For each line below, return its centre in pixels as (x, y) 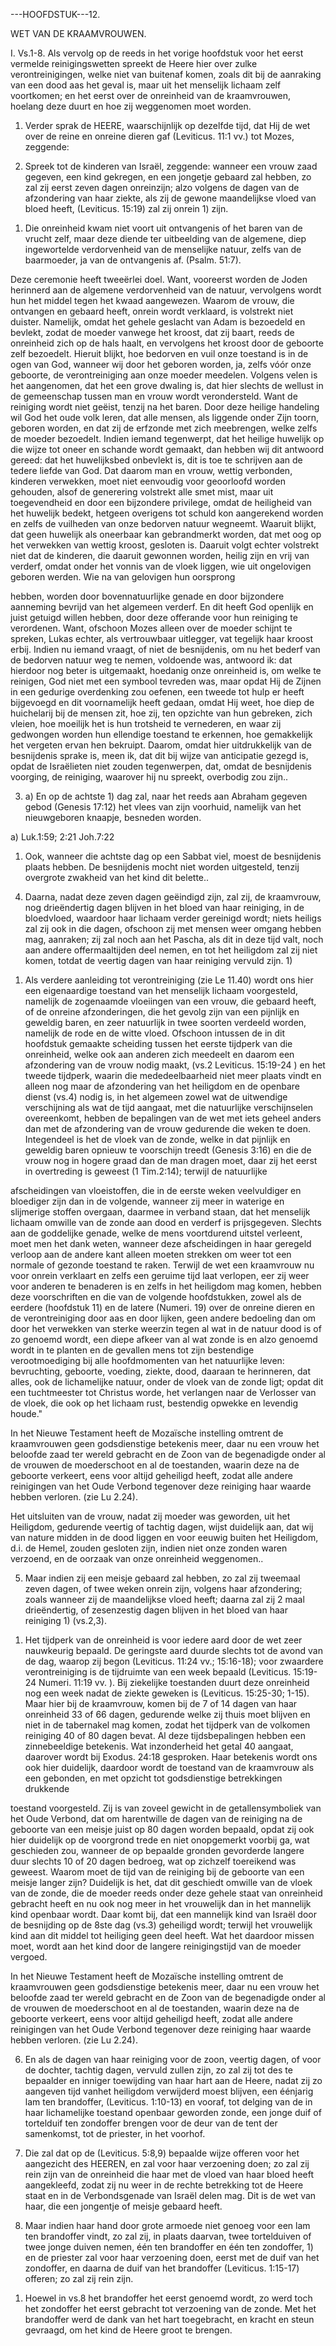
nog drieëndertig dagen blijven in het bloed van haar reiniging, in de (164, 907)
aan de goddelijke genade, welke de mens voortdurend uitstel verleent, (156, 1233)
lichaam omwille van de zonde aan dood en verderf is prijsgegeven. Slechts (166, 1222)
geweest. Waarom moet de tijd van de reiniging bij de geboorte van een (157, 1872)
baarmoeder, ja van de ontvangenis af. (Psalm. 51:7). (133, 260)
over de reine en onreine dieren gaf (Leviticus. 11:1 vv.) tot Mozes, (159, 136)
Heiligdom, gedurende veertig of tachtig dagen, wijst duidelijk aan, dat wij (162, 1527)
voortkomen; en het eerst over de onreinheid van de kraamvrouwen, (151, 95)
